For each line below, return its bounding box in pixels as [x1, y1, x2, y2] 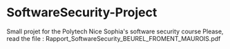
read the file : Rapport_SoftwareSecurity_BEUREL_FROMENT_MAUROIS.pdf [6, 34, 221, 42]
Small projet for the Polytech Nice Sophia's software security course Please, [6, 27, 224, 35]
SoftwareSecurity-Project [6, 5, 157, 20]
